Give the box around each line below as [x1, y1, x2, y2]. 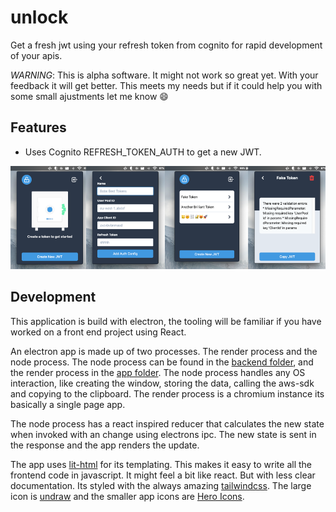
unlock [10, 6, 69, 29]
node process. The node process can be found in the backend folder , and [10, 356, 314, 368]
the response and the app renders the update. [10, 439, 200, 451]
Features [10, 119, 67, 136]
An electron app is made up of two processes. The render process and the [10, 345, 318, 357]
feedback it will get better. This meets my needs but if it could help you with [10, 79, 323, 91]
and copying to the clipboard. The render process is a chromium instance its [10, 387, 325, 400]
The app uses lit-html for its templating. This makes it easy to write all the [10, 458, 312, 470]
